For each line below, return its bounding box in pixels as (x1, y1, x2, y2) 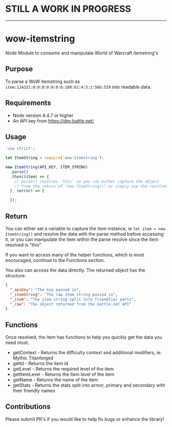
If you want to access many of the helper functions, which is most (5, 252, 144, 258)
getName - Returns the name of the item (12, 377, 98, 383)
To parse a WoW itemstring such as (5, 78, 80, 85)
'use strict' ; (5, 146, 36, 151)
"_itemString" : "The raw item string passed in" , (10, 292, 118, 297)
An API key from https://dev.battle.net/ (12, 117, 94, 124)
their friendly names (12, 388, 55, 394)
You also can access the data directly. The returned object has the (5, 267, 145, 273)
